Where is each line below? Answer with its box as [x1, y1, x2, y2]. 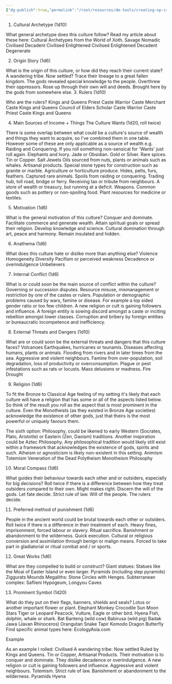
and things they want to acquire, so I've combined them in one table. [6, 135, 150, 141]
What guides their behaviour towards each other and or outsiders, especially [6, 475, 167, 481]
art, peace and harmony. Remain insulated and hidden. [6, 231, 121, 237]
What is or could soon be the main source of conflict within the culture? [6, 281, 156, 287]
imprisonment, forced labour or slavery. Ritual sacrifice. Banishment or [6, 527, 154, 533]
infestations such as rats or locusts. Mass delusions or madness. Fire [6, 366, 151, 372]
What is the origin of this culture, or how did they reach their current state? [6, 67, 163, 73]
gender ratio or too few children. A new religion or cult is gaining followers [6, 302, 162, 309]
